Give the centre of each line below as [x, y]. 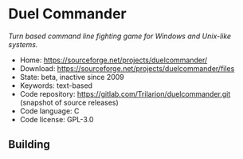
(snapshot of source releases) [69, 102]
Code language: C [49, 111]
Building [29, 145]
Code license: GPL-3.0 [57, 119]
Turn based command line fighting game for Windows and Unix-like [120, 36]
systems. [23, 44]
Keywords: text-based [56, 85]
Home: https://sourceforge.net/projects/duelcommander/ [114, 60]
